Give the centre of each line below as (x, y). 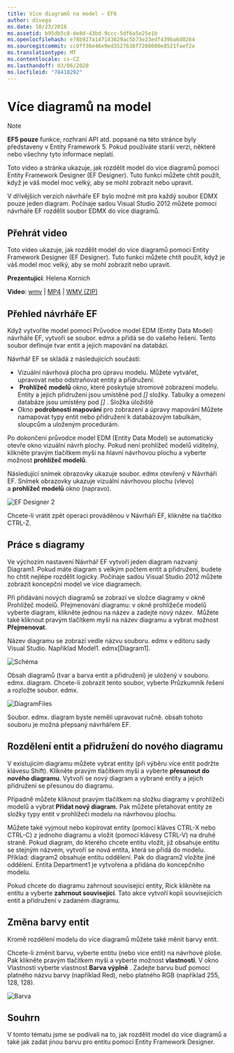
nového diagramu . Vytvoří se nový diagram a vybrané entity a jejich (105, 778)
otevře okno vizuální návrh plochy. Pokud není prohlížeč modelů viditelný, (113, 445)
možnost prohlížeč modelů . (47, 460)
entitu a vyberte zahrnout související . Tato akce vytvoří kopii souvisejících (115, 893)
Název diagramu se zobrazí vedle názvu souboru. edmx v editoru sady (109, 640)
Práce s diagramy (46, 545)
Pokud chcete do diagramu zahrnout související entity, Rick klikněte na (109, 885)
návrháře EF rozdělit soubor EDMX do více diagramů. (84, 211)
